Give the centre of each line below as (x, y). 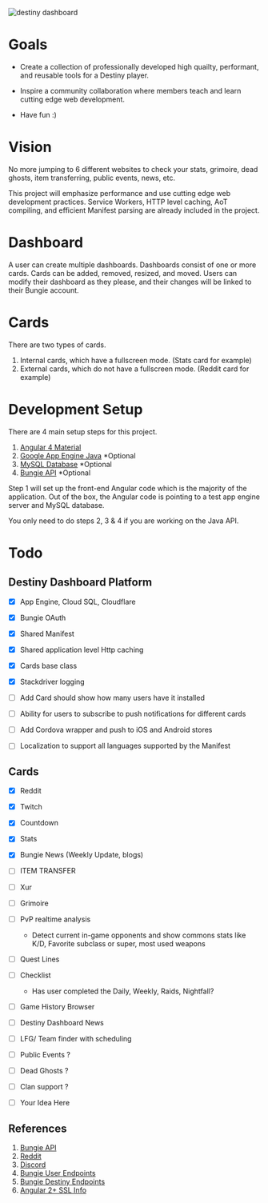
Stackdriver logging (52, 681)
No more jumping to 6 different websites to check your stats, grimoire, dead (133, 169)
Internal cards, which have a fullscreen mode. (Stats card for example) (136, 360)
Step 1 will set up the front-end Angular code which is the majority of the (128, 488)
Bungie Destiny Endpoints (62, 1182)
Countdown (39, 823)
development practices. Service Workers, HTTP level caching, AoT (118, 202)
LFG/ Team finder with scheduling (76, 1038)
